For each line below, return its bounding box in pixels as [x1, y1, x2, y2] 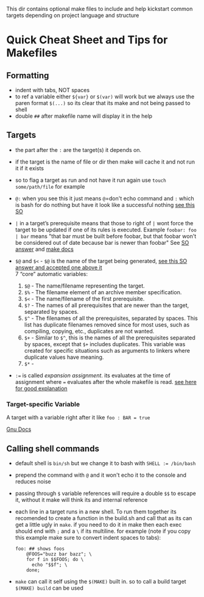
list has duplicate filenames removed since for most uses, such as [24, 320, 190, 328]
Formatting [6, 70, 49, 81]
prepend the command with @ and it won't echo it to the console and [15, 471, 187, 479]
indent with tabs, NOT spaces [15, 87, 90, 93]
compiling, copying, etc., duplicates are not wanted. [24, 327, 155, 335]
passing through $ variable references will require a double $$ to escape [15, 490, 196, 497]
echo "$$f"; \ [31, 562, 68, 568]
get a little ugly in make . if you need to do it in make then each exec [15, 521, 182, 528]
